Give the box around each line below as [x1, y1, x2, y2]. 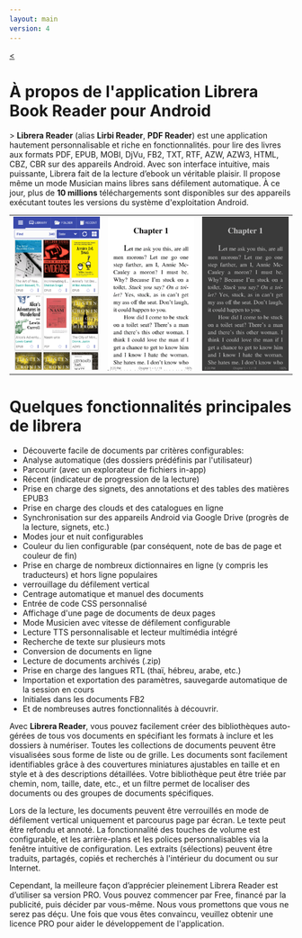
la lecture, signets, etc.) [22, 522, 110, 533]
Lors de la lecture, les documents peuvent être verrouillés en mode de [9, 806, 270, 816]
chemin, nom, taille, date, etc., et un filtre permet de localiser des [9, 779, 251, 789]
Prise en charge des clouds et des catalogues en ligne [22, 502, 224, 513]
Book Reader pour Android [9, 100, 211, 121]
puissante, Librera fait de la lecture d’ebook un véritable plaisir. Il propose [9, 168, 281, 179]
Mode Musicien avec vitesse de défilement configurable [22, 618, 231, 628]
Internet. [9, 862, 41, 873]
